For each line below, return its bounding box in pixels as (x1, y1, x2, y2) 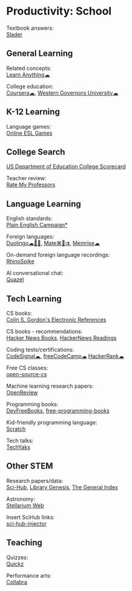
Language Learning (6, 198, 82, 209)
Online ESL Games (6, 129, 53, 137)
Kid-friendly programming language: (6, 419, 97, 426)
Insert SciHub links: (6, 513, 55, 521)
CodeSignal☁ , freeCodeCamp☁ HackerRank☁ (6, 353, 124, 359)
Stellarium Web (6, 502, 44, 509)
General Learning (6, 49, 73, 59)
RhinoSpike (6, 258, 35, 265)
